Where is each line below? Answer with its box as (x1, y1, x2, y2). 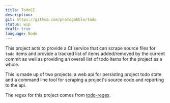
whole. (5, 62, 19, 67)
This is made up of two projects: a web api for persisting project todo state (5, 71, 162, 77)
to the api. (5, 82, 26, 88)
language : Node (5, 31, 38, 36)
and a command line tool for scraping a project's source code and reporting (5, 77, 164, 83)
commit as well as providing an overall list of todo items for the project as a (5, 56, 162, 62)
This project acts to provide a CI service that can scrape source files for (5, 45, 156, 51)
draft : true (5, 27, 31, 32)
